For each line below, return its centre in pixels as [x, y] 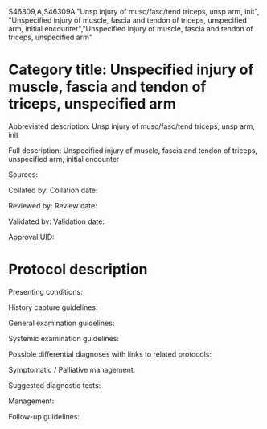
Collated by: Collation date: [53, 190]
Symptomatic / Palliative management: [72, 369]
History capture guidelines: [53, 307]
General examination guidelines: [62, 323]
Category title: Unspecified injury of [131, 70]
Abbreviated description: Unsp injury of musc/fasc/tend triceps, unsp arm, [131, 126]
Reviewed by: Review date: [53, 205]
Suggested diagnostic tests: [55, 385]
